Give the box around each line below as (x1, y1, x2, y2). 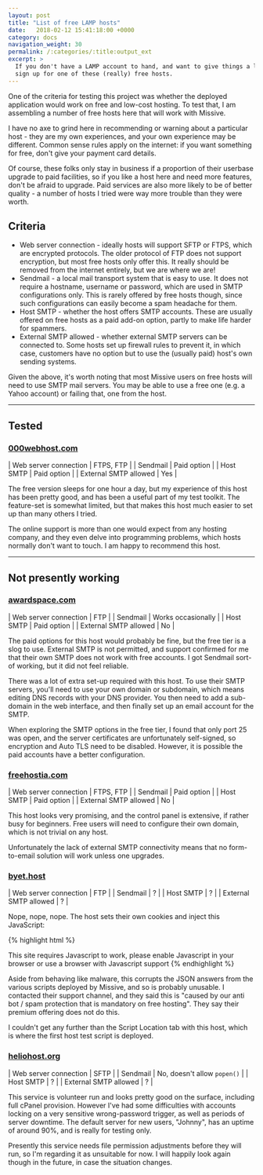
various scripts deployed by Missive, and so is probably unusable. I (8, 983, 225, 992)
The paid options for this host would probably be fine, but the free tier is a (8, 636, 247, 645)
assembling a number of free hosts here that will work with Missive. (8, 108, 226, 118)
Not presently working (8, 571, 120, 585)
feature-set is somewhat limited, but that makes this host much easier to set (8, 501, 253, 510)
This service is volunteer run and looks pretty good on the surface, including (8, 1092, 255, 1101)
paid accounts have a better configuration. (8, 750, 146, 759)
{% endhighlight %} (171, 959, 235, 969)
